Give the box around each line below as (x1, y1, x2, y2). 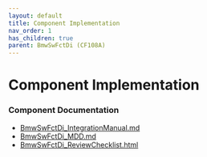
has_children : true (8, 34, 74, 42)
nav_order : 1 (8, 26, 52, 34)
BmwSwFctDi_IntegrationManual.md (19, 123, 140, 132)
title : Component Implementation (8, 19, 120, 27)
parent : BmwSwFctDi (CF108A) (8, 42, 106, 50)
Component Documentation (8, 105, 120, 116)
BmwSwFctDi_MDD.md (19, 131, 96, 141)
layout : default (8, 11, 63, 20)
